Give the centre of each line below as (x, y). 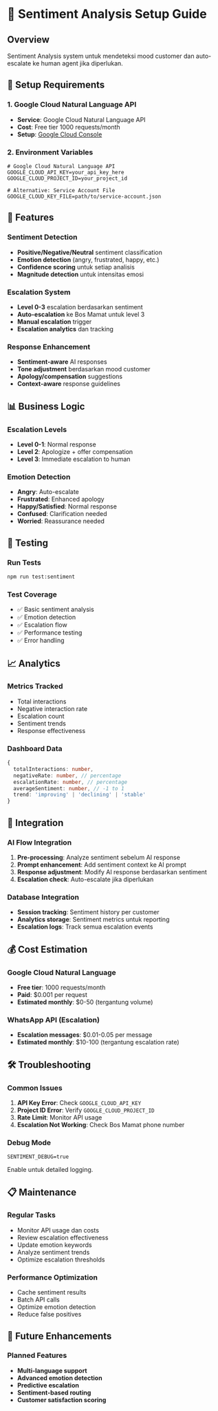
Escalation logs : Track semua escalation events (85, 927)
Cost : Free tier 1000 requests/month (68, 127)
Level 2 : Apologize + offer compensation (75, 451)
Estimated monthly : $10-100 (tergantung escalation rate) (98, 1042)
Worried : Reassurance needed (61, 521)
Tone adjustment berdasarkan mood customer (84, 369)
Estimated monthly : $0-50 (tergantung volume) (85, 1002)
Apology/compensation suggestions (69, 377)
